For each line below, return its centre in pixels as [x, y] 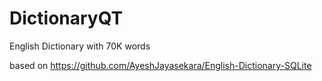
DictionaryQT [66, 18]
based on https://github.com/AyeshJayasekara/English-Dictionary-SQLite [160, 65]
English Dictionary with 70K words [80, 46]
